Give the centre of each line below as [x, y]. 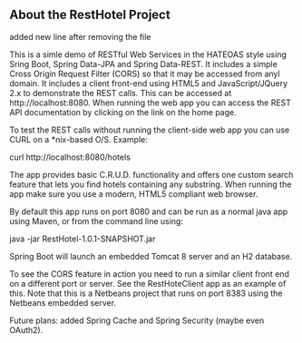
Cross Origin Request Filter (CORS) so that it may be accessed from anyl [145, 73]
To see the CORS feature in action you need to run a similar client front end [150, 274]
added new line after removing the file [80, 36]
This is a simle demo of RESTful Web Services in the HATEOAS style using [148, 54]
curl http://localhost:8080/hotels [70, 157]
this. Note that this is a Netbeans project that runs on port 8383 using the [146, 293]
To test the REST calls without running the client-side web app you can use [150, 130]
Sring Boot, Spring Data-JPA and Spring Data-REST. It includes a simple [144, 64]
